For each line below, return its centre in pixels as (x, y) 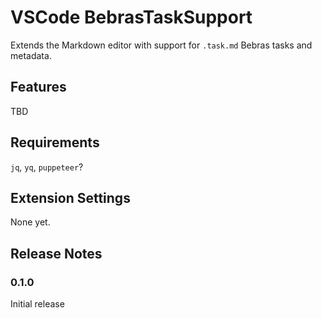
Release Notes (56, 253)
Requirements (55, 142)
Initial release (37, 304)
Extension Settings (70, 197)
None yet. (30, 222)
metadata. (31, 55)
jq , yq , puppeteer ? (47, 167)
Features (38, 87)
